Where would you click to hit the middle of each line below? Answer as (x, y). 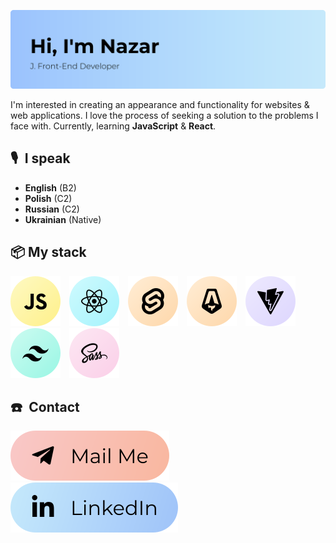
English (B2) (50, 187)
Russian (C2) (52, 209)
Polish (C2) (48, 198)
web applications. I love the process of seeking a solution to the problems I (164, 115)
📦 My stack (48, 252)
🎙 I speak (40, 158)
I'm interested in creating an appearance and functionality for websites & (160, 104)
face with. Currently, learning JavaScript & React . (113, 126)
